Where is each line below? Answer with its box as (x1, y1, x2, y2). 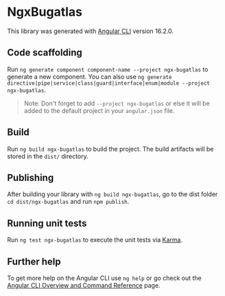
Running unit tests (7, 218, 87, 229)
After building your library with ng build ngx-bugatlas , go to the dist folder (7, 190, 218, 198)
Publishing (7, 171, 54, 183)
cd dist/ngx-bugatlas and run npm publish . (7, 198, 130, 206)
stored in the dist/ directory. (7, 152, 89, 160)
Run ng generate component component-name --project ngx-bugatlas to (7, 65, 209, 73)
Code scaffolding (7, 47, 82, 59)
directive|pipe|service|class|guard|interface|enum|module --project (7, 80, 211, 87)
